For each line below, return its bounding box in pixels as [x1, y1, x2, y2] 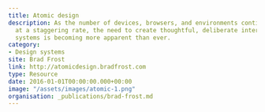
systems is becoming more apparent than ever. [15, 33, 171, 42]
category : [8, 41, 41, 49]
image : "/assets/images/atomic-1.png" [8, 84, 136, 93]
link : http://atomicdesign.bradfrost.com [8, 63, 147, 71]
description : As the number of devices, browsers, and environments [8, 19, 238, 27]
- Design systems [8, 48, 65, 56]
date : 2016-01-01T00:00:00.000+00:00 [8, 77, 132, 85]
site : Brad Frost [8, 56, 65, 64]
